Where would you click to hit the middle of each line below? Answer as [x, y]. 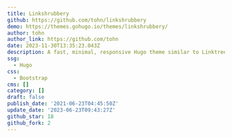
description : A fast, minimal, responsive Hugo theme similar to [103, 53]
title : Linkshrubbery [38, 13]
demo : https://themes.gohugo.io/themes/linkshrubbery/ [88, 26]
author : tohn [26, 33]
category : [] [26, 91]
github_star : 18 [30, 116]
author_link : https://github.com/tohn [63, 39]
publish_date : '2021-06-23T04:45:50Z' [63, 104]
